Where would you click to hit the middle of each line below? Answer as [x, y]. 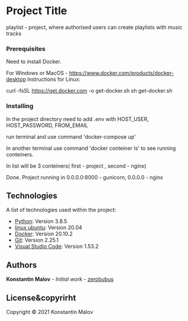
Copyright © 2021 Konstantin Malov [50, 312]
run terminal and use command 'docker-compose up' [71, 136]
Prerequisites [26, 48]
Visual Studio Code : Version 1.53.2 [56, 247]
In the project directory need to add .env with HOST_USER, [77, 119]
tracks [14, 33]
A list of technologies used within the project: [61, 210]
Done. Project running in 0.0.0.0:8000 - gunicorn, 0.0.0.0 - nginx [85, 177]
